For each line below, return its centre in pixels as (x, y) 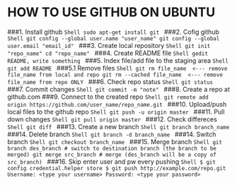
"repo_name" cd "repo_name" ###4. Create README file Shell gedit (108, 53)
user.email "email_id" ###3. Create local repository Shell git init (109, 45)
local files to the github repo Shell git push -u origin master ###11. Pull (116, 112)
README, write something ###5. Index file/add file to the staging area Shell (118, 60)
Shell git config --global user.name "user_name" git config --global (114, 38)
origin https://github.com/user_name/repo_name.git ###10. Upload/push (117, 104)
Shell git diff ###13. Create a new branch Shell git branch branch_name (118, 126)
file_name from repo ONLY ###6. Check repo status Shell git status (110, 81)
